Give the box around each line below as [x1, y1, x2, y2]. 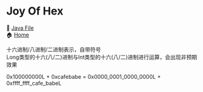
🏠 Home [6, 31, 29, 38]
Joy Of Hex [6, 4, 64, 18]
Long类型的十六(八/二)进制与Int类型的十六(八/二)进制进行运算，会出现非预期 [6, 53, 198, 61]
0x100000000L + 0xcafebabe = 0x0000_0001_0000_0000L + [6, 73, 162, 80]
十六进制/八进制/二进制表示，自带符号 [6, 45, 102, 53]
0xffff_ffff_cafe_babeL [6, 79, 62, 87]
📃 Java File [6, 24, 34, 31]
